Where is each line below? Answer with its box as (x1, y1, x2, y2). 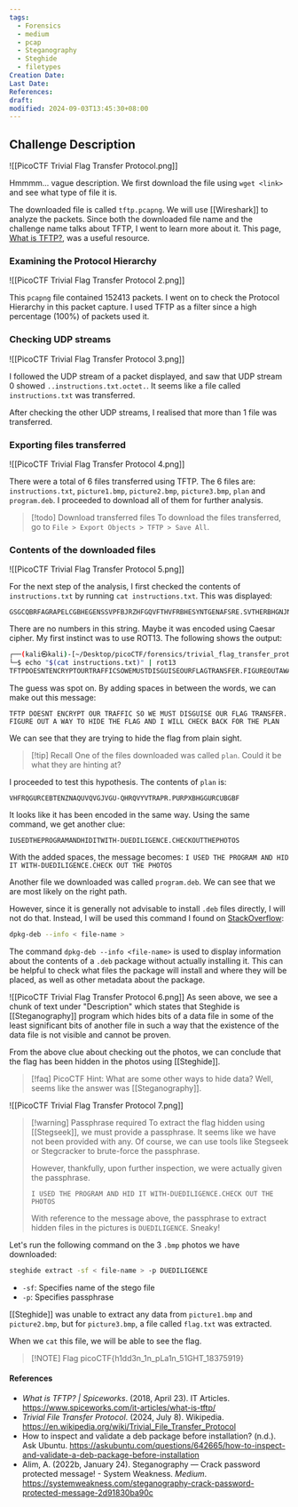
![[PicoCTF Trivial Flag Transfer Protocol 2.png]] (9, 275, 185, 285)
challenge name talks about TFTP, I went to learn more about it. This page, (9, 223, 282, 234)
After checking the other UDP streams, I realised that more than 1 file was (9, 406, 278, 418)
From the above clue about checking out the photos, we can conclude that (9, 1046, 281, 1057)
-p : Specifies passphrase (21, 1291, 114, 1303)
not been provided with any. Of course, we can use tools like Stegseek (30, 1135, 289, 1147)
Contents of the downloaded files (9, 543, 157, 556)
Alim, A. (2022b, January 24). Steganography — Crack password (21, 1459, 261, 1470)
